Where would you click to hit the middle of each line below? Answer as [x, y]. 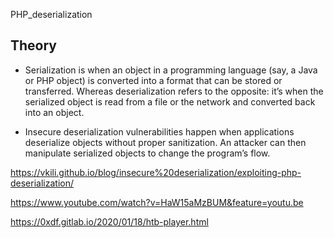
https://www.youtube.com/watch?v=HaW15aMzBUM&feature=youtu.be [157, 202]
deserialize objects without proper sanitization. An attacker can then [165, 142]
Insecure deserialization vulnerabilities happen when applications [159, 131]
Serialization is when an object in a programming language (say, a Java [171, 70]
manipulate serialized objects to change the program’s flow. [147, 153]
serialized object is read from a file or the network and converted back [170, 101]
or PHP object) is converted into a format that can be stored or [153, 80]
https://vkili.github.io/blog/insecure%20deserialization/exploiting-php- [156, 172]
